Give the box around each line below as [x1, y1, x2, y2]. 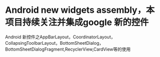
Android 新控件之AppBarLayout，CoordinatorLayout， [5, 34, 116, 40]
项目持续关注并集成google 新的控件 [5, 17, 149, 28]
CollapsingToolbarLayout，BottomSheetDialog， [5, 40, 104, 46]
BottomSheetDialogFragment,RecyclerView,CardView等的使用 [5, 46, 131, 52]
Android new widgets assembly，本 [5, 4, 155, 16]
